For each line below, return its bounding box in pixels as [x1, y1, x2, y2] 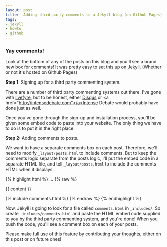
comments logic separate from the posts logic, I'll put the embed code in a [5, 155, 159, 161]
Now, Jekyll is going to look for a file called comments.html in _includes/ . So [5, 205, 161, 211]
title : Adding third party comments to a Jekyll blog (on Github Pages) [5, 12, 163, 17]
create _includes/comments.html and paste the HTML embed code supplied [5, 211, 161, 217]
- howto [5, 26, 22, 31]
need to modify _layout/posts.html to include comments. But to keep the [5, 150, 157, 156]
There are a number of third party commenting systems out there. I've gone [5, 89, 161, 95]
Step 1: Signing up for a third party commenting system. [5, 79, 121, 86]
